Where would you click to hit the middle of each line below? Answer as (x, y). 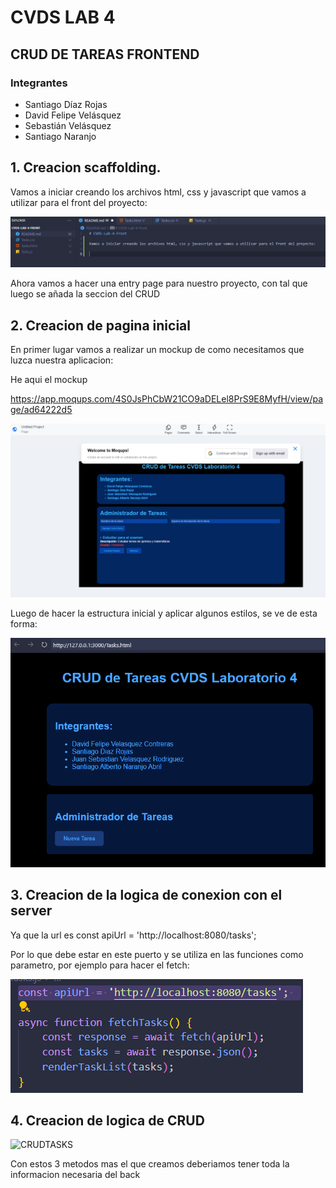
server (31, 911)
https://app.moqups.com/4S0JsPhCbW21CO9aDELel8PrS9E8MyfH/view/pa (167, 399)
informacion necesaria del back (75, 1175)
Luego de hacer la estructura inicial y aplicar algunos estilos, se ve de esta (164, 613)
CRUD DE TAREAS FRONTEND (105, 54)
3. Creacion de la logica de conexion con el (146, 895)
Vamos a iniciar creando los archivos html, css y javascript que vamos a (158, 192)
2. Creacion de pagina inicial (100, 325)
